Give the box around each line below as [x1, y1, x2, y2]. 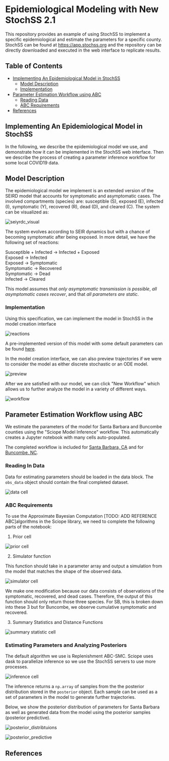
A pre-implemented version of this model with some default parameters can [5, 340, 163, 346]
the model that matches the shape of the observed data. [5, 568, 123, 574]
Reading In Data [5, 462, 45, 469]
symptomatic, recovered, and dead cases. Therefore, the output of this [5, 593, 153, 600]
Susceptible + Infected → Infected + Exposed [5, 249, 100, 255]
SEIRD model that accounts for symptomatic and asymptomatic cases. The [5, 193, 160, 199]
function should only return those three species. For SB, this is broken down [5, 599, 163, 605]
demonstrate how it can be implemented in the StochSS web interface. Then [5, 149, 164, 155]
